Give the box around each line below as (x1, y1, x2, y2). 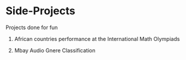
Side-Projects (5, 4, 75, 18)
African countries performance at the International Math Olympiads (14, 35, 180, 42)
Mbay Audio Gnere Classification (14, 46, 96, 54)
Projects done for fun (5, 24, 58, 31)
